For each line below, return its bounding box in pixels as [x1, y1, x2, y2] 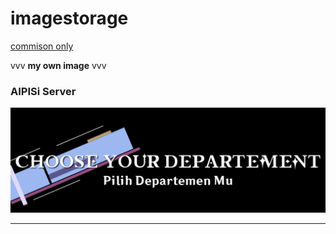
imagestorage [10, 7, 129, 30]
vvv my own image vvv [10, 59, 107, 71]
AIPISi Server [10, 84, 77, 98]
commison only [10, 40, 74, 52]
